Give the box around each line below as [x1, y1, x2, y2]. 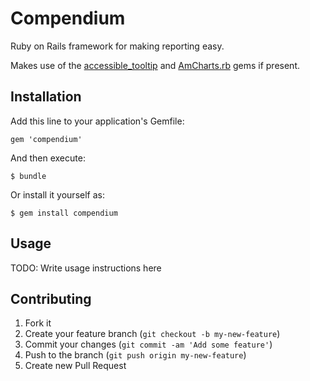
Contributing [10, 290, 92, 307]
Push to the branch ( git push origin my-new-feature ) [24, 349, 247, 361]
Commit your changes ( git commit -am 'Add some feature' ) [24, 338, 273, 351]
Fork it [24, 317, 52, 329]
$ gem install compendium [10, 208, 118, 218]
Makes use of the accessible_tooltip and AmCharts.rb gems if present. [10, 59, 300, 71]
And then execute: [10, 152, 86, 164]
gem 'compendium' [10, 134, 83, 144]
